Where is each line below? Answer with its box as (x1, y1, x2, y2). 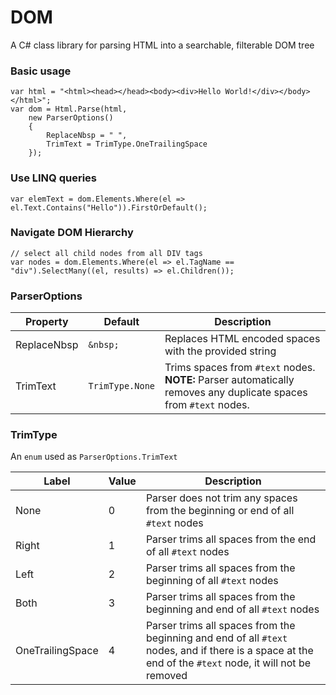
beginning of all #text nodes (145, 574, 279, 588)
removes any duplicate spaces (164, 386, 308, 400)
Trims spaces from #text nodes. (164, 361, 316, 375)
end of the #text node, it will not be (145, 656, 312, 670)
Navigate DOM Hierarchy (10, 226, 134, 240)
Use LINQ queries (10, 171, 97, 185)
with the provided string (164, 344, 277, 358)
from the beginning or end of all (145, 504, 295, 518)
